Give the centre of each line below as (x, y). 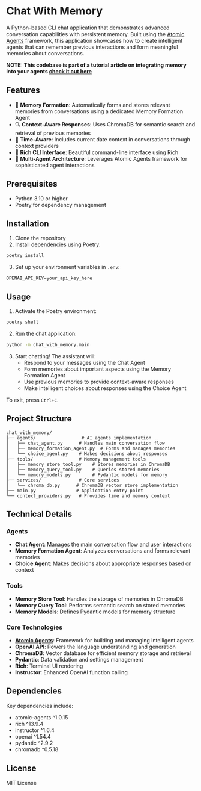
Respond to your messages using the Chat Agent (85, 362)
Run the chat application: (46, 333)
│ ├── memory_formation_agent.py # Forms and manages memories (91, 448)
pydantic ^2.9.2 (34, 743)
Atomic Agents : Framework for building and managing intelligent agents (104, 640)
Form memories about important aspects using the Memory (97, 369)
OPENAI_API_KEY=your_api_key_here (49, 278)
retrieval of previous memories (53, 133)
